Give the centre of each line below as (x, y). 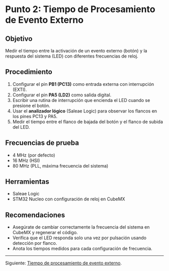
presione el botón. (31, 105)
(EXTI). (20, 89)
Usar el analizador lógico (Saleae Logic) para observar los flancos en (85, 111)
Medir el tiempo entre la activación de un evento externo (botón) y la (76, 51)
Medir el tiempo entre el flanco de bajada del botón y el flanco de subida (88, 122)
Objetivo (19, 39)
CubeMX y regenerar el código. (45, 233)
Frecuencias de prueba (42, 143)
